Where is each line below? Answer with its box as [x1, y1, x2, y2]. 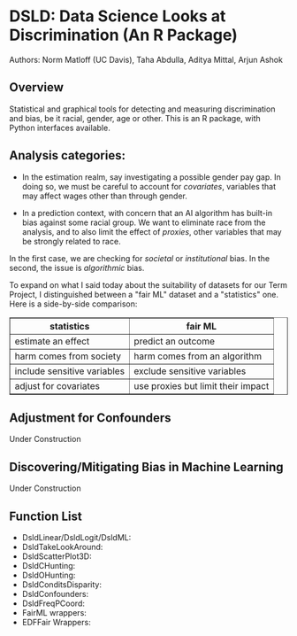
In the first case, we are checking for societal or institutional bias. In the [9, 252, 270, 263]
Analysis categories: [9, 148, 126, 163]
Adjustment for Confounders [9, 410, 171, 425]
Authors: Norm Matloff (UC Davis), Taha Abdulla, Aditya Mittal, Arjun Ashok [9, 54, 283, 65]
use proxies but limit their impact [133, 379, 270, 392]
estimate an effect [14, 335, 90, 347]
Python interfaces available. [9, 122, 110, 133]
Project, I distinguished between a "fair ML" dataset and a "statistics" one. [9, 289, 279, 299]
